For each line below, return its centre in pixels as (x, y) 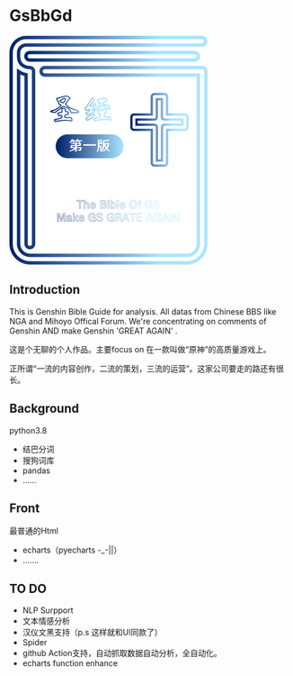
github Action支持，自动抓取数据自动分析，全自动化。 (122, 653)
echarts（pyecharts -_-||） (72, 550)
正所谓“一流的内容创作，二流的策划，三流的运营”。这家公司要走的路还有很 (147, 368)
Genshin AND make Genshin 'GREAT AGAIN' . (93, 331)
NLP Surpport (48, 610)
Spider (35, 643)
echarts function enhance (70, 663)
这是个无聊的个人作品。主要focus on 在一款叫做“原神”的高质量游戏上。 (140, 349)
